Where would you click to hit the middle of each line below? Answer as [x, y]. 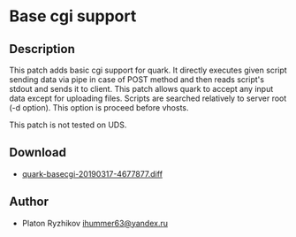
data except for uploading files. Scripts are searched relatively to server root [148, 98]
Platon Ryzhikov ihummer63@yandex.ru [95, 223]
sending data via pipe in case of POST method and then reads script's [137, 80]
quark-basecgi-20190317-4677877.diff [92, 173]
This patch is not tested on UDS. [68, 125]
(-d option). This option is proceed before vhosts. [99, 107]
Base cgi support [73, 16]
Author [29, 202]
